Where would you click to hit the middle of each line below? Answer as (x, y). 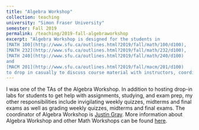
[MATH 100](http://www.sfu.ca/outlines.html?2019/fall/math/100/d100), (96, 45)
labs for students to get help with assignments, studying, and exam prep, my (99, 96)
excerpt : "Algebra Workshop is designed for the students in (83, 39)
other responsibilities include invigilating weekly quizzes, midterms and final (99, 102)
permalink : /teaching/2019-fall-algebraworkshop (67, 34)
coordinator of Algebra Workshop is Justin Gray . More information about (94, 115)
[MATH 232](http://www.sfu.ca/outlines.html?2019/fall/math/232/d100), (96, 50)
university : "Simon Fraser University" (55, 23)
